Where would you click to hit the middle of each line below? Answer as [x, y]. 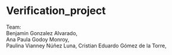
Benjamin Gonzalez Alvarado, [42, 33]
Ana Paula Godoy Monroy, [38, 39]
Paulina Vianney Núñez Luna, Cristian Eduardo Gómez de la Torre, [86, 46]
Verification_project [56, 11]
